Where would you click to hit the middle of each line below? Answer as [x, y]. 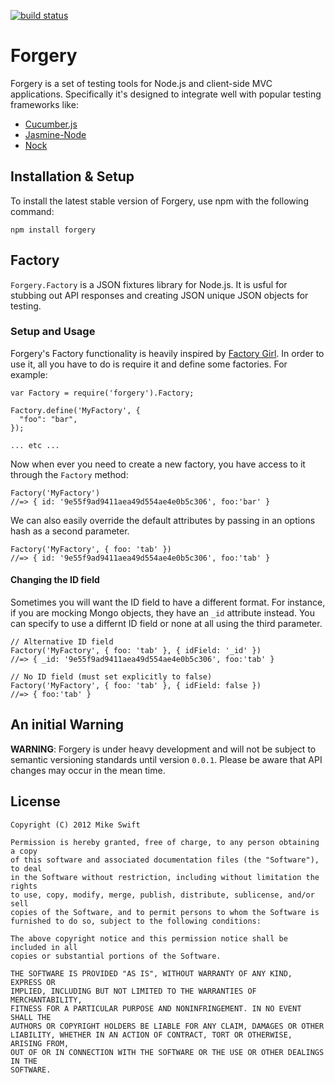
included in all [44, 947]
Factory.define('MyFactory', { [75, 410]
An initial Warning [67, 725]
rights [24, 886]
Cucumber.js [51, 124]
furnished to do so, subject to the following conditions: [136, 921]
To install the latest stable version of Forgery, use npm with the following [159, 201]
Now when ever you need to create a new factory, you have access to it [158, 464]
